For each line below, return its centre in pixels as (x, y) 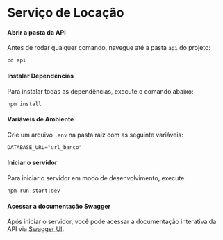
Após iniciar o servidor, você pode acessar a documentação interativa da (112, 222)
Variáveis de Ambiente (41, 119)
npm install (24, 104)
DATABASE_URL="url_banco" (44, 147)
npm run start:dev (34, 191)
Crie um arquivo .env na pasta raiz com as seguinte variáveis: (96, 135)
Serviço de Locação (66, 13)
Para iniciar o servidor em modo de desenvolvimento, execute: (97, 178)
